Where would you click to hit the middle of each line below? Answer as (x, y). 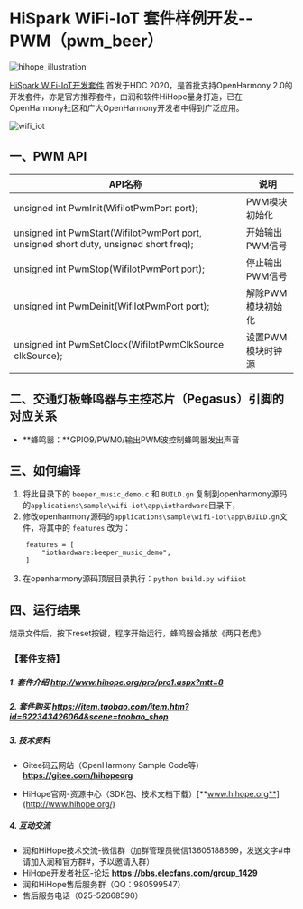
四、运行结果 (45, 610)
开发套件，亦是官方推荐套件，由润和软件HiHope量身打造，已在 (126, 97)
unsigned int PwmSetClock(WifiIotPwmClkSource (119, 344)
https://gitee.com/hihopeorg (78, 775)
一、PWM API (48, 157)
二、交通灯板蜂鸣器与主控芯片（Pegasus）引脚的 (147, 399)
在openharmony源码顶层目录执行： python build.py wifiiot (134, 579)
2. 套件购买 (30, 707)
